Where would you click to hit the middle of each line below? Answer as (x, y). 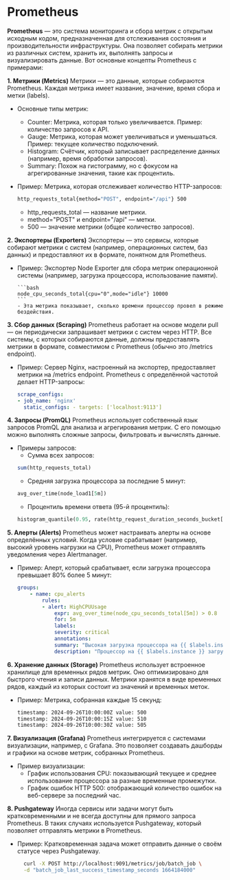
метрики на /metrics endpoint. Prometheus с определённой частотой (117, 374)
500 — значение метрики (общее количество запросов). (111, 227)
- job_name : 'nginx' (46, 400)
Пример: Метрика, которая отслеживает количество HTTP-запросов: (119, 186)
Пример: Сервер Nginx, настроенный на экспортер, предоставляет (116, 367)
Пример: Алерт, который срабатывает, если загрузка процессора (114, 568)
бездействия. (36, 312)
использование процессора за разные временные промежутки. (122, 781)
